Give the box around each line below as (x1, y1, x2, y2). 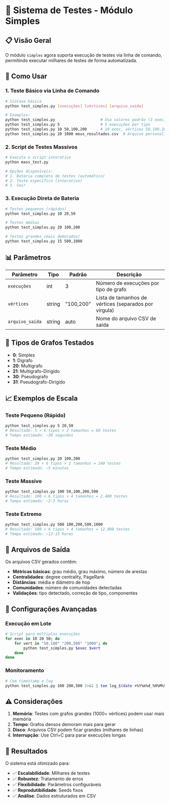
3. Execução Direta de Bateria (5, 195, 79, 202)
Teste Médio (5, 445, 36, 452)
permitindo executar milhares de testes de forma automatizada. (5, 58, 138, 63)
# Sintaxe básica (5, 99, 42, 104)
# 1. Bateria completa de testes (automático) (5, 173, 105, 179)
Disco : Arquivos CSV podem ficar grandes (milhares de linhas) (12, 727, 144, 733)
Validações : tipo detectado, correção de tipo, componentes (12, 590, 138, 596)
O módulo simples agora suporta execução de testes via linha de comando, (5, 52, 162, 58)
